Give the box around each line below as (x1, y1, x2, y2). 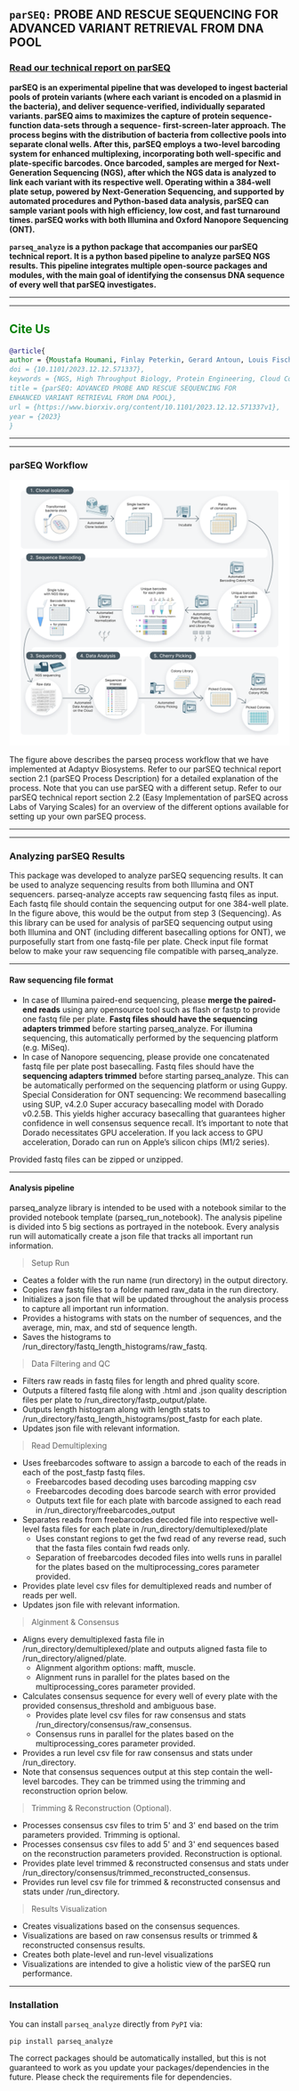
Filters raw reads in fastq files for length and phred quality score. (21, 1376, 261, 1386)
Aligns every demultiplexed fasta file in (21, 1634, 165, 1645)
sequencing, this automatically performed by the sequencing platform (21, 1033, 279, 1043)
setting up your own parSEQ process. (9, 811, 147, 822)
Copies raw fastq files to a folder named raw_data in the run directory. (21, 1284, 279, 1295)
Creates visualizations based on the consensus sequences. (21, 1920, 240, 1932)
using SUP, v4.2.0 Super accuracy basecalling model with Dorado (21, 1099, 264, 1109)
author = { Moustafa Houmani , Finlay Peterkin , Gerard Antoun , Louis (9, 355, 269, 364)
